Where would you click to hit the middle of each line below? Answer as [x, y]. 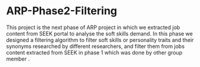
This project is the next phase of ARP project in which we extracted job [93, 27]
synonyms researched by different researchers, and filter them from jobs [96, 46]
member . [18, 59]
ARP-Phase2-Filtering [62, 11]
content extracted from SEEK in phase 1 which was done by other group [94, 52]
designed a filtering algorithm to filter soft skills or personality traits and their [100, 40]
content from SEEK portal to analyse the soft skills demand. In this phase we [100, 33]
